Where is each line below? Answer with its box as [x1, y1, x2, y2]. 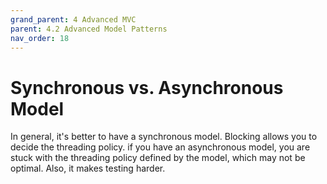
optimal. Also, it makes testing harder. [10, 162, 166, 175]
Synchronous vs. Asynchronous [10, 76, 284, 99]
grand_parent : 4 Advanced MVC [10, 14, 137, 25]
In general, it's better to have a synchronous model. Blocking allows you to [10, 131, 318, 143]
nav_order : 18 [10, 33, 70, 43]
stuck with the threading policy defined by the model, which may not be [10, 152, 306, 164]
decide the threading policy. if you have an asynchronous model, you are [10, 141, 311, 153]
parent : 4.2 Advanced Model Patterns [10, 24, 168, 34]
